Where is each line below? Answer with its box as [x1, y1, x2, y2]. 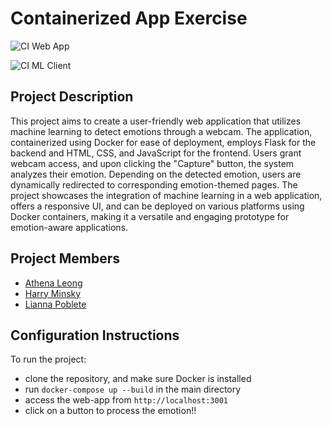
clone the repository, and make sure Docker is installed [24, 373, 252, 385]
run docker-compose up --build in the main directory [24, 383, 242, 396]
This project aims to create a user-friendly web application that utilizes [10, 115, 302, 127]
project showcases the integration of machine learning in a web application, [10, 189, 323, 201]
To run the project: [10, 353, 87, 366]
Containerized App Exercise [10, 7, 248, 30]
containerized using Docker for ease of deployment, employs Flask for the [10, 136, 317, 148]
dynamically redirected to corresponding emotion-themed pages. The [10, 178, 298, 191]
